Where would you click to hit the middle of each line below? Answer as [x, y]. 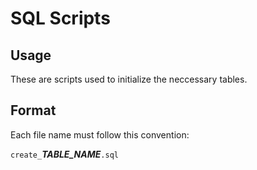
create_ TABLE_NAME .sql [64, 154]
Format [33, 110]
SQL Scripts [60, 18]
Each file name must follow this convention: [100, 134]
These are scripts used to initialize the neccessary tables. [129, 79]
